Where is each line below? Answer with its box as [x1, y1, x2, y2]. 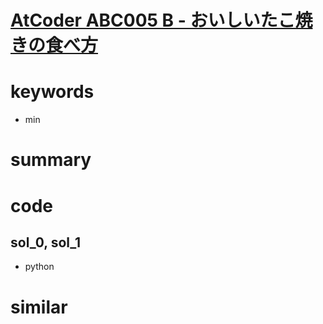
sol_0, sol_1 [10, 234, 82, 251]
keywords [10, 81, 95, 103]
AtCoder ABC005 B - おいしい [10, 9, 261, 32]
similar [10, 296, 68, 318]
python [24, 261, 55, 273]
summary [10, 149, 92, 171]
